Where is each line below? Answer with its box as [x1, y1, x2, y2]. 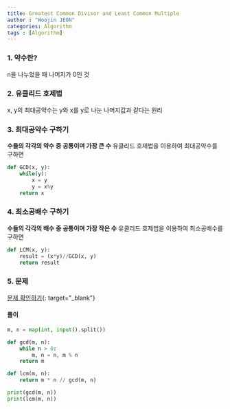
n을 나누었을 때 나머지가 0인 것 [7, 70, 90, 78]
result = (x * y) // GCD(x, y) [19, 252, 97, 260]
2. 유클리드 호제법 [7, 89, 63, 98]
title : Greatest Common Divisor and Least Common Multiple [7, 10, 180, 17]
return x [19, 190, 45, 197]
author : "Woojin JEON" [7, 16, 76, 23]
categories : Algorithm [7, 23, 72, 30]
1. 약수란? [7, 53, 38, 63]
